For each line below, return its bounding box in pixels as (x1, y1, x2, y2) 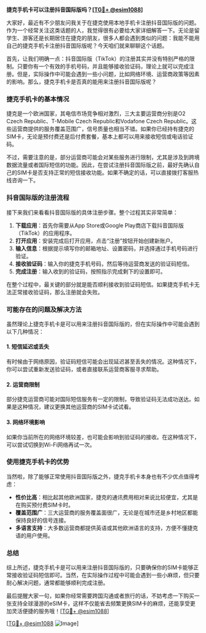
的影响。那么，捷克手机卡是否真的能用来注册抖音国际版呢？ (6, 78, 157, 85)
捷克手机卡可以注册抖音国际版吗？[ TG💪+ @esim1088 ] (6, 6, 143, 13)
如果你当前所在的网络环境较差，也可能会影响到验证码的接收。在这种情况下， (6, 433, 200, 440)
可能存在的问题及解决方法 (6, 305, 82, 313)
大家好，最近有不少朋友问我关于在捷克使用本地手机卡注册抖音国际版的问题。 (6, 19, 200, 26)
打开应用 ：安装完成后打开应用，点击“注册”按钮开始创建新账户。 (15, 237, 177, 244)
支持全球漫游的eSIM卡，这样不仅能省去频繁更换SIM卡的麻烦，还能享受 (11, 600, 190, 607)
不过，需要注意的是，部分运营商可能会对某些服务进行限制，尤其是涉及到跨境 (6, 153, 200, 161)
